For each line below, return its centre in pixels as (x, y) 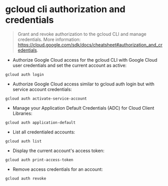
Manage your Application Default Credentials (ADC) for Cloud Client (83, 108)
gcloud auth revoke (26, 178)
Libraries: (23, 113)
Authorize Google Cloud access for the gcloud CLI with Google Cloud (85, 60)
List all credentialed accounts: (44, 132)
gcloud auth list (24, 141)
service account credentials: (42, 89)
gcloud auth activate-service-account (46, 99)
